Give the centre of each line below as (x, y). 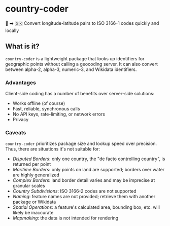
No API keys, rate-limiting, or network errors (59, 114)
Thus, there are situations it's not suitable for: (53, 149)
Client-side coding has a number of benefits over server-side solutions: (80, 94)
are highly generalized (36, 175)
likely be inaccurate (33, 213)
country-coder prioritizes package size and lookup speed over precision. (81, 144)
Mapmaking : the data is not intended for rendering (65, 218)
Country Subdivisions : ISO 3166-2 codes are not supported (74, 191)
